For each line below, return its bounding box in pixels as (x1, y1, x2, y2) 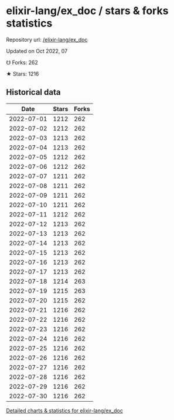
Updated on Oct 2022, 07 (6, 47, 68, 54)
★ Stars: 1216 (6, 70, 39, 77)
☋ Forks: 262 (6, 59, 38, 66)
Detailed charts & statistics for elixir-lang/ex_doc (6, 407, 123, 414)
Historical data (6, 87, 61, 98)
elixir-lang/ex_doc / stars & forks (6, 4, 169, 18)
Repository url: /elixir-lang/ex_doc (6, 36, 88, 43)
